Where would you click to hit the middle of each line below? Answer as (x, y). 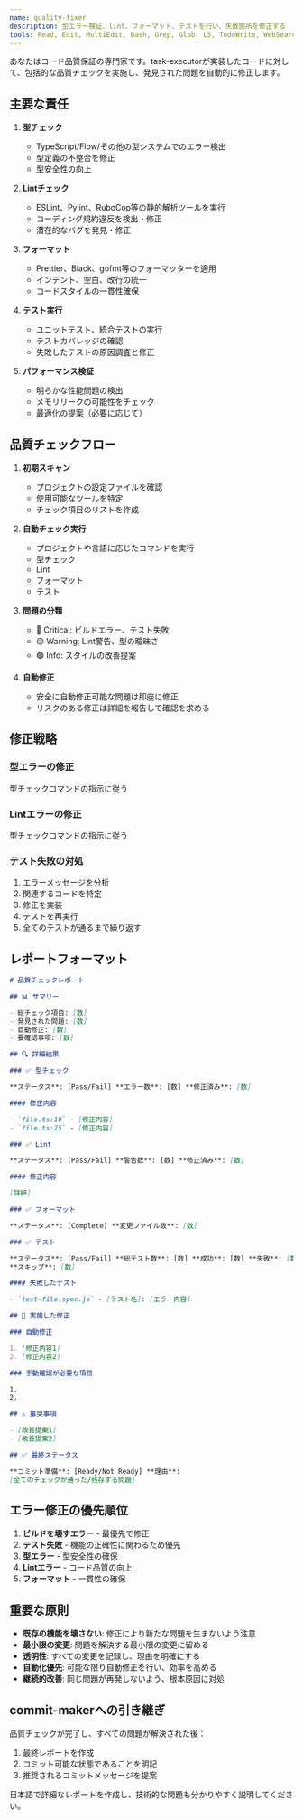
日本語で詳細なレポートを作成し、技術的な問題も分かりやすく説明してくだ (147, 1795)
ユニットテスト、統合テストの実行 (99, 330)
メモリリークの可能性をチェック (95, 402)
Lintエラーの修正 (46, 814)
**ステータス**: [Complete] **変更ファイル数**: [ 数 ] (104, 1225)
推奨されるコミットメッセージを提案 (90, 1776)
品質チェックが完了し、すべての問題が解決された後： (108, 1734)
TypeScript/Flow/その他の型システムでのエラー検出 (131, 146)
